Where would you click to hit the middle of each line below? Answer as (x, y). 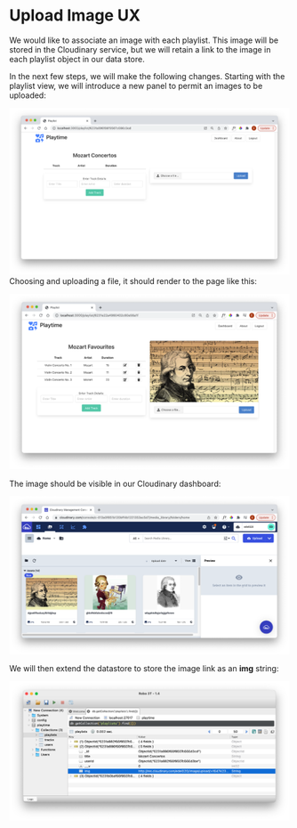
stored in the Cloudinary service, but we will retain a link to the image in (140, 49)
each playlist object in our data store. (77, 59)
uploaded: (28, 95)
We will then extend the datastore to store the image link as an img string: (144, 668)
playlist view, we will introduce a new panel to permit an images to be (136, 85)
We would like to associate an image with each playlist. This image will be (144, 40)
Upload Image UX (75, 16)
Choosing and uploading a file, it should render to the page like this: (133, 281)
